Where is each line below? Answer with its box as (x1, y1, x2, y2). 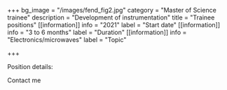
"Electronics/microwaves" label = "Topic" (7, 36, 127, 44)
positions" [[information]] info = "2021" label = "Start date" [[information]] (7, 21, 221, 29)
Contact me (7, 76, 41, 84)
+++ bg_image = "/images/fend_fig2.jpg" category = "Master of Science (7, 6, 217, 14)
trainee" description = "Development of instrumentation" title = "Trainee (7, 13, 215, 22)
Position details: (7, 63, 54, 70)
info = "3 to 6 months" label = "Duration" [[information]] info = (7, 28, 187, 36)
